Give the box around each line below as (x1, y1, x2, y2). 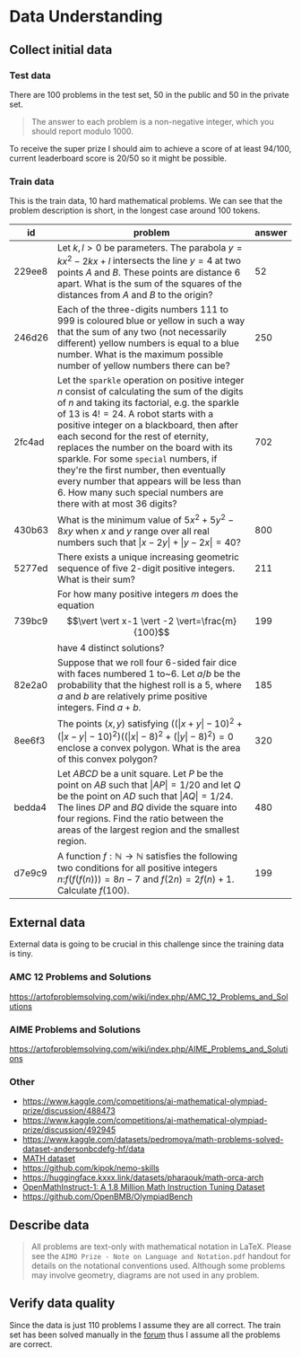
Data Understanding (9, 6, 163, 27)
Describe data (9, 1217, 90, 1232)
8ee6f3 (13, 735, 46, 747)
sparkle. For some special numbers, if (56, 452, 218, 464)
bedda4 (13, 801, 47, 814)
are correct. (9, 1338, 53, 1349)
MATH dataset (21, 1153, 76, 1164)
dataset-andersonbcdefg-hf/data (21, 1143, 145, 1155)
